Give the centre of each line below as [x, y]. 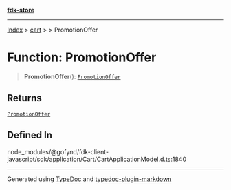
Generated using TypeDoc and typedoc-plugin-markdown [89, 179]
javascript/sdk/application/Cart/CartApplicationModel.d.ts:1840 [97, 159]
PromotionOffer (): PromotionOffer [72, 76]
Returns [25, 98]
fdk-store [21, 10]
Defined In [30, 135]
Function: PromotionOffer [82, 57]
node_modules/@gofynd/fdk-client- [58, 151]
